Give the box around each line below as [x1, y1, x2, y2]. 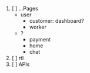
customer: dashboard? [29, 18, 84, 24]
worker [29, 23, 47, 30]
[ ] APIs [11, 61, 30, 68]
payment [29, 36, 51, 43]
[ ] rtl [11, 55, 24, 61]
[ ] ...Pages [11, 5, 38, 12]
